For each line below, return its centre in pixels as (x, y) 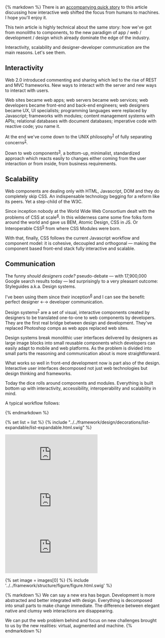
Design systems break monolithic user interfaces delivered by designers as (81, 338)
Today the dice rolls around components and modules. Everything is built (79, 383)
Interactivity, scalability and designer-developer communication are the (77, 47)
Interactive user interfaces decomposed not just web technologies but (76, 368)
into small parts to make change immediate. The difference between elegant (82, 606)
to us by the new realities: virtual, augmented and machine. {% (69, 626)
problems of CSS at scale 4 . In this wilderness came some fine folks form (79, 217)
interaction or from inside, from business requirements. (61, 163)
